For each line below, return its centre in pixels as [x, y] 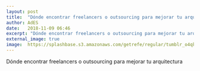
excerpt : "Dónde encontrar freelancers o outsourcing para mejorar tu [96, 34]
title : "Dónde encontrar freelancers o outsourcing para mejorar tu [94, 17]
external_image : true [33, 39]
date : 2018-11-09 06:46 [38, 28]
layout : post [22, 12]
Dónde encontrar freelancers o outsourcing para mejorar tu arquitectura [94, 61]
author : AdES [22, 22]
